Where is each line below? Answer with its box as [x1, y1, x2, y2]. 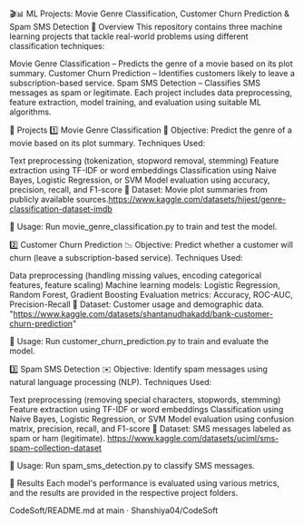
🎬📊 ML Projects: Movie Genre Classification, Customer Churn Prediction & [9, 8, 290, 19]
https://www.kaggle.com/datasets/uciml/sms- [107, 433, 279, 443]
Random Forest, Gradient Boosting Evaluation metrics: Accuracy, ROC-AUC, [9, 290, 293, 300]
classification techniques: [9, 41, 105, 51]
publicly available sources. [9, 194, 109, 204]
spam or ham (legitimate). [9, 433, 106, 443]
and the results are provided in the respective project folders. [9, 488, 239, 498]
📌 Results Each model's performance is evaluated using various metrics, [9, 478, 279, 489]
